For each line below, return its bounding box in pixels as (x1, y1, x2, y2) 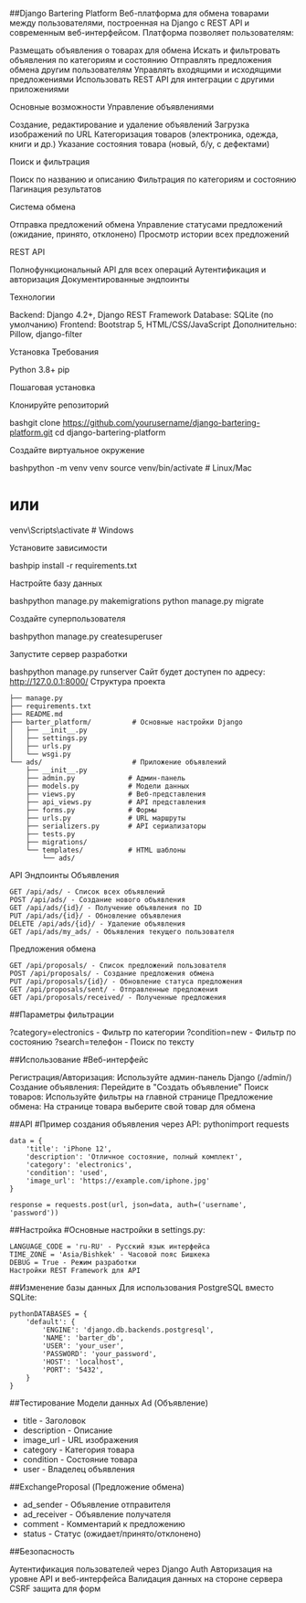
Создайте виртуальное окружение (9, 445, 145, 455)
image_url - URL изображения (22, 1434, 139, 1445)
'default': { (26, 1317, 76, 1326)
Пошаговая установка (9, 382, 96, 392)
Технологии (9, 292, 56, 303)
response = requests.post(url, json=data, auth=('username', (9, 1200, 248, 1209)
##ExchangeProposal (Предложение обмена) (9, 1481, 185, 1492)
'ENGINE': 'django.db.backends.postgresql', (42, 1325, 215, 1334)
